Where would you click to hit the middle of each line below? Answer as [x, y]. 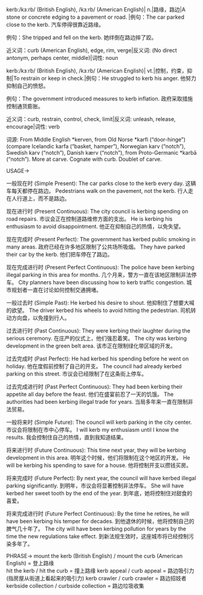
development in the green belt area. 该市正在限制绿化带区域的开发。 [91, 346]
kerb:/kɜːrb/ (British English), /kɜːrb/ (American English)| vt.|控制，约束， [97, 71]
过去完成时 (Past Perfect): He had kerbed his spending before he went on [98, 359]
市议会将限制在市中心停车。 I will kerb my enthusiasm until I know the [93, 430]
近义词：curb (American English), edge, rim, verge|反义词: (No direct [92, 50]
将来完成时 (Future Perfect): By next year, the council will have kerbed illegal [101, 478]
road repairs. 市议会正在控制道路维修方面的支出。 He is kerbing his [89, 219]
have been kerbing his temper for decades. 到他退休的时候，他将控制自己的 [100, 521]
